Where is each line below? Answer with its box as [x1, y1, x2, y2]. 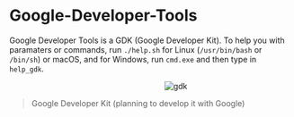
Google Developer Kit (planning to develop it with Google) [31, 97, 245, 108]
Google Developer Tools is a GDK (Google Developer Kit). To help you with [9, 35, 285, 46]
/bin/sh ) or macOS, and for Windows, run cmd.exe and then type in [9, 54, 257, 64]
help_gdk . [9, 63, 45, 74]
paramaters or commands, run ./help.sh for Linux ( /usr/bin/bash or [9, 44, 263, 54]
